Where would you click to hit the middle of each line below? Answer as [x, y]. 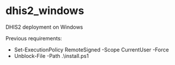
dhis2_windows [45, 11]
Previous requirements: [34, 38]
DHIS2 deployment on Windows [44, 27]
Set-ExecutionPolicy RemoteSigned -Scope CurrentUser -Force [91, 49]
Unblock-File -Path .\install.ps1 [51, 56]
